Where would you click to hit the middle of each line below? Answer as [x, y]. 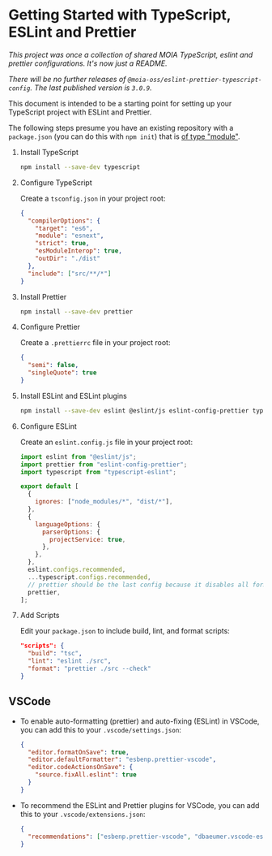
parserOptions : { [71, 532]
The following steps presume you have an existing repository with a [121, 128]
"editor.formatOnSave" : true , [79, 752]
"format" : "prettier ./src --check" [89, 669]
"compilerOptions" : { [64, 221]
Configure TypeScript [56, 182]
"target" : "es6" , [64, 228]
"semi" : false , [53, 365]
